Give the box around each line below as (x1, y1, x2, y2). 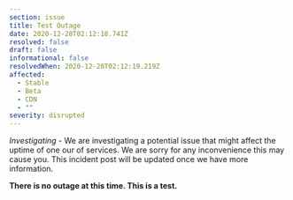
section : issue (9, 12, 66, 22)
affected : (9, 70, 46, 79)
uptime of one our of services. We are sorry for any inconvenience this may (9, 144, 285, 155)
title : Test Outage (9, 21, 81, 30)
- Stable (17, 78, 50, 87)
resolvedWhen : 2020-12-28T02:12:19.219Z (9, 63, 161, 71)
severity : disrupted (9, 111, 86, 120)
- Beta (17, 86, 42, 95)
